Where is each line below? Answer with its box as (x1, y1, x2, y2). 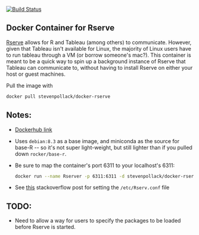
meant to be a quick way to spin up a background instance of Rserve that (6, 57, 186, 65)
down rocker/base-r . (14, 150, 67, 157)
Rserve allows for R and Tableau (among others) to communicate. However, (6, 39, 192, 46)
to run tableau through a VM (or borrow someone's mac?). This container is (6, 51, 192, 58)
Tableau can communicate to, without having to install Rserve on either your (6, 64, 193, 71)
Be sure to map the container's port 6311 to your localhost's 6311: (14, 162, 175, 169)
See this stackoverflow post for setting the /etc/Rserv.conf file (14, 184, 170, 191)
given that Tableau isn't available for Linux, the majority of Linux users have (6, 45, 192, 52)
